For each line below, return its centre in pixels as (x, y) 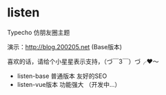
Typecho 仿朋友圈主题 (39, 32)
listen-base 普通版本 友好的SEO (62, 76)
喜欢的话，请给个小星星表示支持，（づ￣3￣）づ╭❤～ (83, 61)
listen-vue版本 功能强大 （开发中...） (69, 84)
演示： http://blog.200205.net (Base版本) (65, 46)
